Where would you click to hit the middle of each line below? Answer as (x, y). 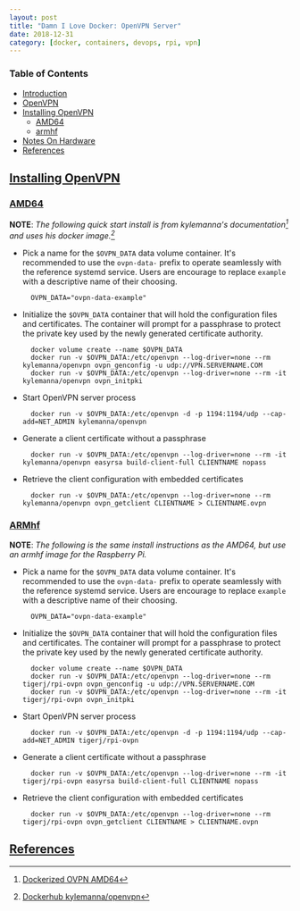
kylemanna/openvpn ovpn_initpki (82, 380)
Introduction (45, 93)
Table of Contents (49, 74)
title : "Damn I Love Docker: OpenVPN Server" (95, 26)
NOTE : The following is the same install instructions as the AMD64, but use (148, 545)
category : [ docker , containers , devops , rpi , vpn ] (105, 42)
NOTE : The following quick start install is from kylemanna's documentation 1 (149, 224)
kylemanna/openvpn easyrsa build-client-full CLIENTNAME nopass (144, 462)
